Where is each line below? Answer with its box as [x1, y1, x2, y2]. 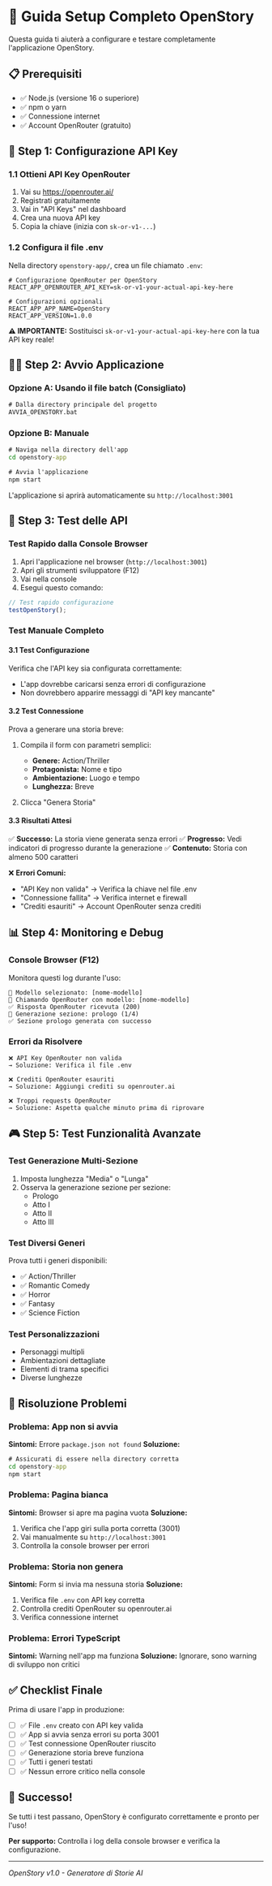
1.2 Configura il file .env [8, 242, 104, 253]
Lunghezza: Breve [32, 781, 95, 791]
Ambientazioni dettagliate [19, 1356, 106, 1366]
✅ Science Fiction [19, 1307, 80, 1318]
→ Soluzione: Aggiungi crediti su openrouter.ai [8, 1082, 176, 1090]
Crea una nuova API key [19, 213, 101, 222]
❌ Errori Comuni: [8, 868, 66, 878]
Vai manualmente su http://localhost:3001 [19, 1532, 167, 1542]
